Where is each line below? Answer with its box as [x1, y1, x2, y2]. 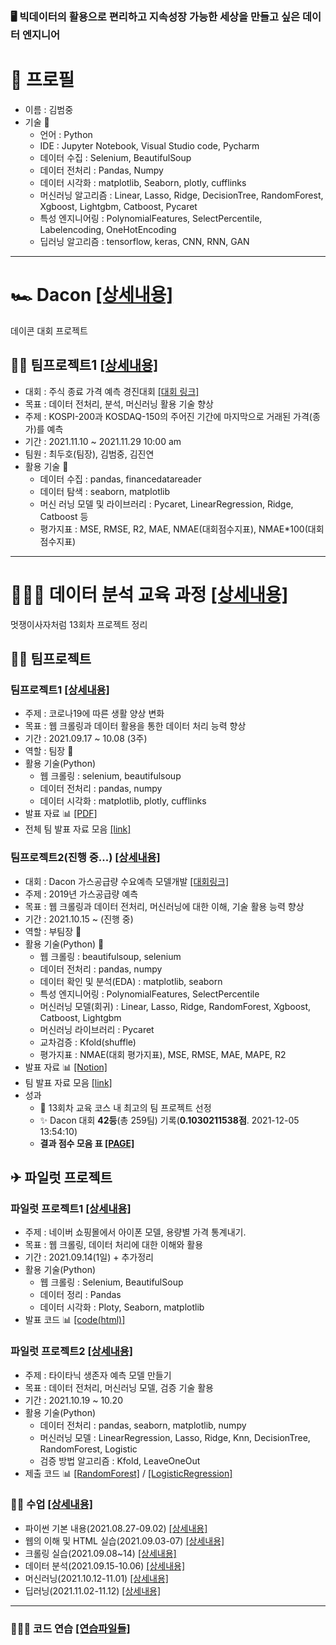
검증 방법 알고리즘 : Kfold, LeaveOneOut [39, 1454, 201, 1467]
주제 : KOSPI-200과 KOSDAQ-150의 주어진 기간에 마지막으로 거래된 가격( [24, 410, 313, 422]
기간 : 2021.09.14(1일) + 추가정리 [24, 1251, 154, 1263]
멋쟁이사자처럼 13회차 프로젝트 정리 [10, 618, 148, 630]
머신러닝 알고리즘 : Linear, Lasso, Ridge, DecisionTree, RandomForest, [39, 189, 324, 201]
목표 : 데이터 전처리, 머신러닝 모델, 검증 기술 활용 [24, 1381, 214, 1393]
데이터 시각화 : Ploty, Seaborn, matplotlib [39, 1301, 205, 1313]
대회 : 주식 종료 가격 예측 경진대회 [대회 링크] [24, 385, 200, 397]
